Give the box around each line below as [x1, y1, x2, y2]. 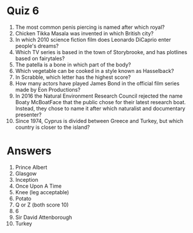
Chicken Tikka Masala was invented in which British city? [15, 29, 154, 36]
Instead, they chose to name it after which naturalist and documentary [15, 105, 186, 112]
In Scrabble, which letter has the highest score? [15, 74, 131, 81]
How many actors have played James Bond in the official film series [15, 79, 180, 86]
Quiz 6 [6, 4, 39, 18]
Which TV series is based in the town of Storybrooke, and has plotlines [15, 48, 188, 55]
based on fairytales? [15, 55, 65, 62]
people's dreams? [15, 42, 59, 49]
